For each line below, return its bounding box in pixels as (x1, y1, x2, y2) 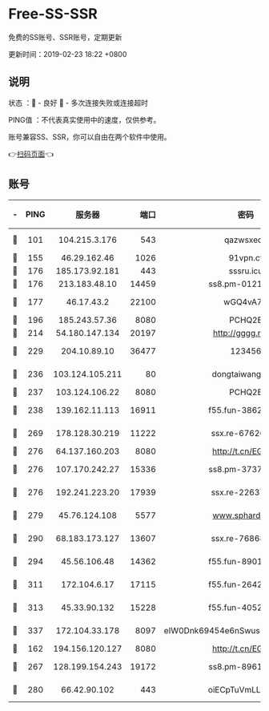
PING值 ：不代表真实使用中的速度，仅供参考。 (8, 115, 161, 124)
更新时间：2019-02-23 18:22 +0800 (8, 49, 127, 59)
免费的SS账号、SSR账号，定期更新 (8, 32, 122, 42)
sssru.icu (228, 265, 263, 277)
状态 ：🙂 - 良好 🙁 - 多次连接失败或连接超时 (8, 98, 148, 107)
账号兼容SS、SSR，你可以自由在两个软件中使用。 (8, 131, 171, 141)
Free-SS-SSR (8, 5, 98, 23)
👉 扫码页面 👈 (8, 149, 54, 159)
